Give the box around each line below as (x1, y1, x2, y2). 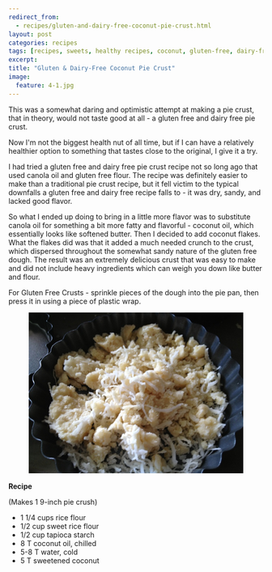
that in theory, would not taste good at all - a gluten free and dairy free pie (8, 113, 256, 123)
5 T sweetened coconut (19, 555, 100, 566)
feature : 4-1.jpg (15, 81, 74, 89)
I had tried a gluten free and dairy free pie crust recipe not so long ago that (8, 162, 258, 172)
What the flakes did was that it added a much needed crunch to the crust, (8, 237, 254, 247)
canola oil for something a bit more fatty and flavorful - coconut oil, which (8, 220, 254, 230)
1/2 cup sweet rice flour (19, 521, 100, 531)
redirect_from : (8, 13, 60, 21)
